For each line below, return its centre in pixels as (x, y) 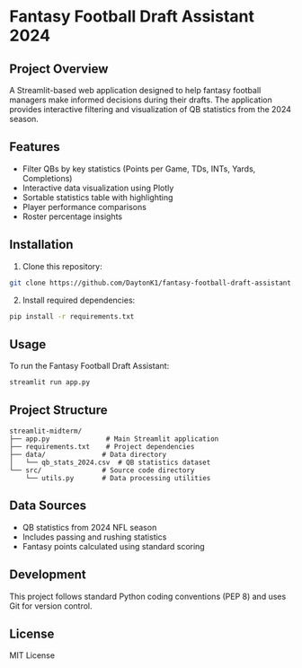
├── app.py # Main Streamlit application (114, 439)
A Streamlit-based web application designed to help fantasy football (135, 90)
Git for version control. (51, 606)
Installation (41, 245)
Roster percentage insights (72, 216)
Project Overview (59, 69)
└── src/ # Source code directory (102, 470)
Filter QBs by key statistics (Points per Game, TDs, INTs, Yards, (139, 169)
